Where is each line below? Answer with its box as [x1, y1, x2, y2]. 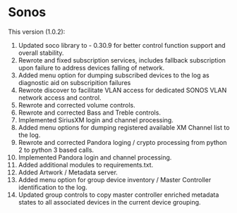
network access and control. [18, 93, 102, 102]
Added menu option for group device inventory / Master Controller [18, 175, 212, 183]
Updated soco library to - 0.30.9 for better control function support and [18, 41, 226, 49]
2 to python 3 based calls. [18, 146, 95, 154]
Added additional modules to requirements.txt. [18, 160, 154, 169]
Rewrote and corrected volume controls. [18, 101, 136, 109]
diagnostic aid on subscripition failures [18, 78, 131, 86]
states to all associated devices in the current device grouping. [18, 198, 201, 206]
